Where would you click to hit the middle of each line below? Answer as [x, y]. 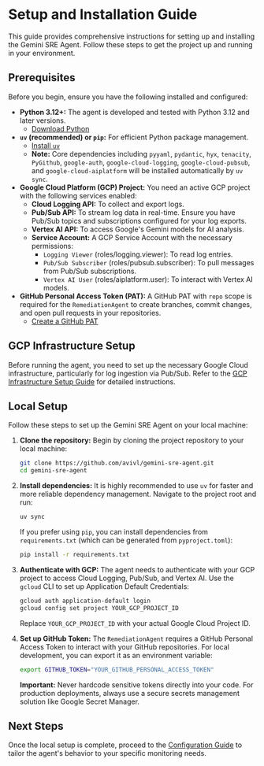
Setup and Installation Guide [103, 15]
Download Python [60, 128]
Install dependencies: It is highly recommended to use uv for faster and [136, 486]
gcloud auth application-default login [85, 601]
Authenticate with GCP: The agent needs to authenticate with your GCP [137, 569]
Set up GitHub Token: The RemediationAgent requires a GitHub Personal [136, 638]
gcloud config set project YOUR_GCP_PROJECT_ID [99, 608]
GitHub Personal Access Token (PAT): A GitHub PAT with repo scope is [136, 296]
